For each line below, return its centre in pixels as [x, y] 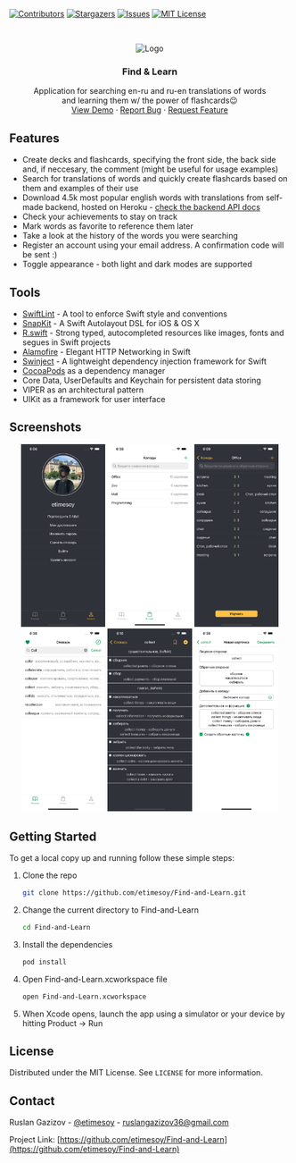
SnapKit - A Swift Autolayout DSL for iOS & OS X [111, 323]
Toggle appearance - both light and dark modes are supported [137, 265]
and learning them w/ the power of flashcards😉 [150, 101]
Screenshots [45, 428]
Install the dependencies [67, 944]
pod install [44, 962]
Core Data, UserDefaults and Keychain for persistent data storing [141, 380]
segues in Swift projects [66, 342]
